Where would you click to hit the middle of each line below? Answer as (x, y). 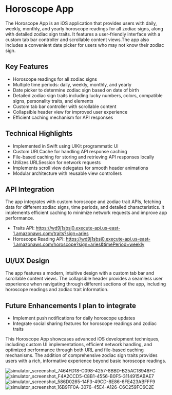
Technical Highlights (39, 133)
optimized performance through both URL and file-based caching (74, 350)
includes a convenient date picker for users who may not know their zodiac (85, 45)
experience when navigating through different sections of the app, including (86, 284)
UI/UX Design (27, 261)
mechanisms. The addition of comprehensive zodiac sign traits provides (81, 355)
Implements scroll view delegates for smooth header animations (80, 168)
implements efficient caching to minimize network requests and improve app (86, 213)
